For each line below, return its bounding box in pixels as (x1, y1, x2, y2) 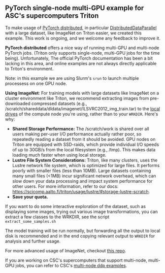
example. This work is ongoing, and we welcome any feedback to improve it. (5, 35, 161, 41)
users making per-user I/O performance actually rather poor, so (12, 131, 142, 137)
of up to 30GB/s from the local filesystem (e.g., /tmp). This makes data (12, 146, 156, 152)
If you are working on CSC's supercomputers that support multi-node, (5, 257, 148, 263)
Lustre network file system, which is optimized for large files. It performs (12, 162, 160, 168)
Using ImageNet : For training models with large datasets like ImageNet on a (5, 90, 159, 96)
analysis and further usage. (5, 238, 61, 244)
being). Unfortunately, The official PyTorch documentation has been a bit (5, 55, 153, 61)
